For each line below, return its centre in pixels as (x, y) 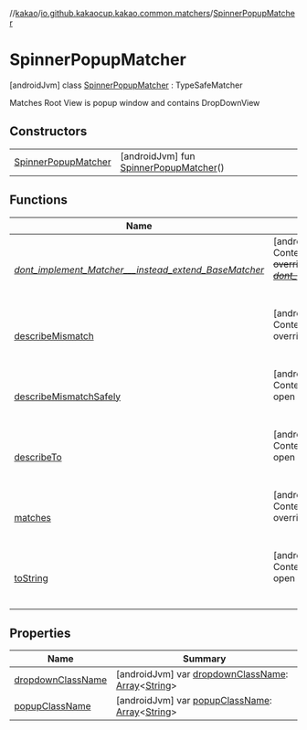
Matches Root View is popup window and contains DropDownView (135, 102)
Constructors (48, 132)
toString (31, 577)
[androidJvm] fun (158, 156)
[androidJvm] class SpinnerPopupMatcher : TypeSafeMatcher (126, 85)
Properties (40, 633)
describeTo (38, 457)
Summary (204, 659)
